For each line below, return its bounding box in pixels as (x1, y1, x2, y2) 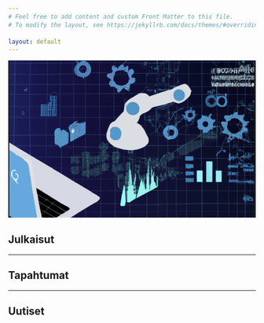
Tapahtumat (8, 269, 69, 282)
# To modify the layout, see (8, 20, 104, 29)
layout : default (8, 38, 61, 46)
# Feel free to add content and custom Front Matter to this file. (8, 13, 234, 20)
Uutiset (8, 304, 45, 317)
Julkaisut (8, 233, 55, 247)
